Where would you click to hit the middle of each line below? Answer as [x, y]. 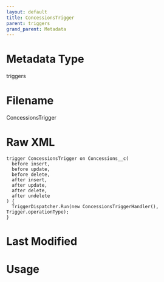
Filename [30, 101]
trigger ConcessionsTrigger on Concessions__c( [68, 159]
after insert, [29, 180]
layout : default [27, 12]
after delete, [29, 191]
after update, [29, 186]
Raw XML [31, 143]
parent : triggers [28, 23]
